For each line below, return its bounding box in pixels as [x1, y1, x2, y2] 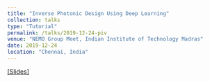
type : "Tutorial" [7, 23, 58, 30]
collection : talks [7, 17, 60, 23]
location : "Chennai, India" [7, 49, 89, 56]
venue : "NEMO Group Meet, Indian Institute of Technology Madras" [7, 36, 204, 43]
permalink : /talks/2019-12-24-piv [7, 29, 108, 37]
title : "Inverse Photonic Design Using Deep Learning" [7, 10, 170, 17]
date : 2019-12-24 [7, 42, 58, 49]
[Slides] [7, 67, 30, 76]
